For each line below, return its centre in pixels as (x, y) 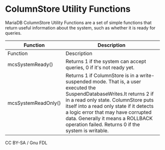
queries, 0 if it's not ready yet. (100, 67)
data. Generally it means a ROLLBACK (109, 118)
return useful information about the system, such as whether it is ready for (80, 27)
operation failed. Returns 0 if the (103, 125)
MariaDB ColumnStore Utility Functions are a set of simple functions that (78, 23)
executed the (81, 88)
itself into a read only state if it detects (110, 106)
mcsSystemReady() (30, 64)
